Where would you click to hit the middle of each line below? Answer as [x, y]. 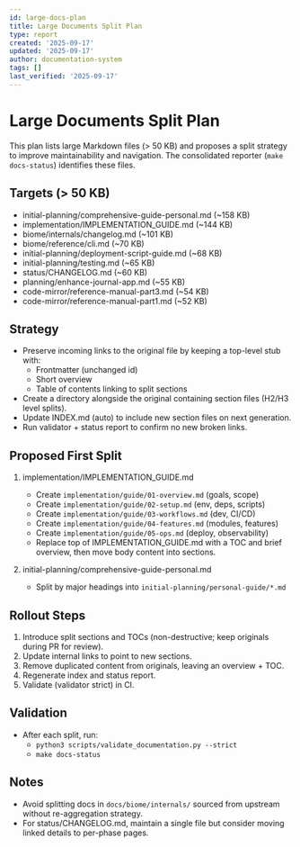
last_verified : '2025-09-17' [64, 77]
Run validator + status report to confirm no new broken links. [135, 428]
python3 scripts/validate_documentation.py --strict [137, 745]
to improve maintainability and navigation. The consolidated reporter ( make [146, 155]
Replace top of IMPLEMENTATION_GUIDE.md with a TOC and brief [159, 543]
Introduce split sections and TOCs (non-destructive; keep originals [146, 636]
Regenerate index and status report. [89, 675]
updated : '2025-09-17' [52, 51]
